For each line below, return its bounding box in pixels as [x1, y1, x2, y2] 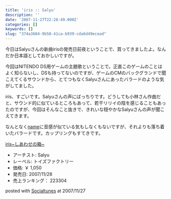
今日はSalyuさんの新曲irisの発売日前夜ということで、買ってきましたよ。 [5, 46, 157, 52]
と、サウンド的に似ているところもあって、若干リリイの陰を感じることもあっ [5, 100, 166, 106]
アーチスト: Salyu [12, 152, 50, 158]
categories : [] [5, 22, 38, 27]
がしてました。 [5, 83, 37, 89]
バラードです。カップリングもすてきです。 [14, 130, 103, 136]
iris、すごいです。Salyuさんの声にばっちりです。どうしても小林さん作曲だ [5, 93, 161, 99]
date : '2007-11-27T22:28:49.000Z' [5, 17, 79, 22]
